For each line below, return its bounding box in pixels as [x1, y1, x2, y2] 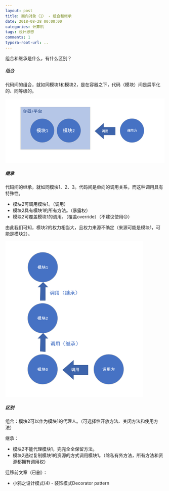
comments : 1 [5, 35, 30, 40]
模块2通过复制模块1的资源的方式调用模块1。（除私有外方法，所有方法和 [12, 453, 159, 459]
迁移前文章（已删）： [5, 469, 48, 475]
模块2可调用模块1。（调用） [12, 201, 69, 207]
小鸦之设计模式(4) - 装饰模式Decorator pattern [12, 480, 110, 486]
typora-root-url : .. [5, 40, 49, 46]
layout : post [5, 8, 33, 13]
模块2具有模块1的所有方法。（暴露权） [12, 207, 91, 213]
